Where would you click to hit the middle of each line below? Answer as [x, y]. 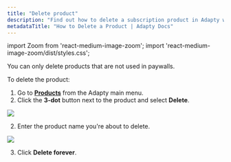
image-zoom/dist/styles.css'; [48, 53]
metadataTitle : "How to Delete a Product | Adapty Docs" [90, 26]
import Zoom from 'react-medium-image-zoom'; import [86, 46]
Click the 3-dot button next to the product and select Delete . [103, 100]
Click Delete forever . [47, 152]
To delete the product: [38, 80]
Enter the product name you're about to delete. [84, 126]
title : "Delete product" [43, 13]
